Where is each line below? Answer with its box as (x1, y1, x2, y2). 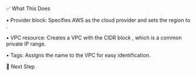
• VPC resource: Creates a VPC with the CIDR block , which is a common (6, 34, 182, 41)
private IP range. (6, 40, 46, 47)
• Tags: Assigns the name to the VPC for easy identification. (6, 52, 151, 58)
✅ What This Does (6, 5, 51, 12)
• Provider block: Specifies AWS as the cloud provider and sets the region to (6, 17, 191, 23)
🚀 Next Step (6, 63, 35, 70)
